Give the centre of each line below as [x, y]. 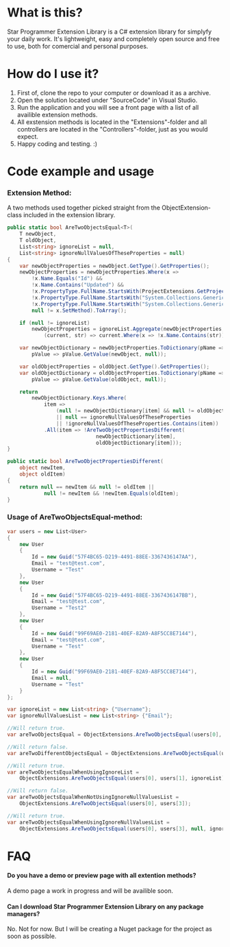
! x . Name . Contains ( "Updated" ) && [78, 285]
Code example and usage [81, 172]
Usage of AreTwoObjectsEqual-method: [75, 517]
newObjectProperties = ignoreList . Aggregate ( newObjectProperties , [128, 329]
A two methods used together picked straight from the [84, 208]
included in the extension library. [69, 215]
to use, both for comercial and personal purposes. [78, 46]
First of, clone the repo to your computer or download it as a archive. [114, 93]
